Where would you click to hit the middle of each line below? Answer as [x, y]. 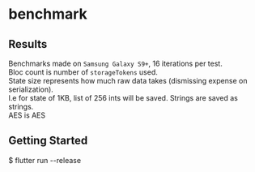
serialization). [31, 89]
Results [28, 44]
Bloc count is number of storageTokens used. [83, 72]
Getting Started [48, 141]
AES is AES [27, 115]
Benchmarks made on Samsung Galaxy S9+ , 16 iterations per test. [115, 63]
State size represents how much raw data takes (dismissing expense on [128, 81]
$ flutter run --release [45, 160]
